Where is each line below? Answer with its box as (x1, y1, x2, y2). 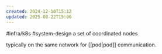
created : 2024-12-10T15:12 (6, 8, 72, 15)
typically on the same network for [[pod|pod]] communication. (6, 41, 157, 48)
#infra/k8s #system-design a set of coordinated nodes (6, 30, 138, 37)
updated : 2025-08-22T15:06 (6, 14, 72, 20)
